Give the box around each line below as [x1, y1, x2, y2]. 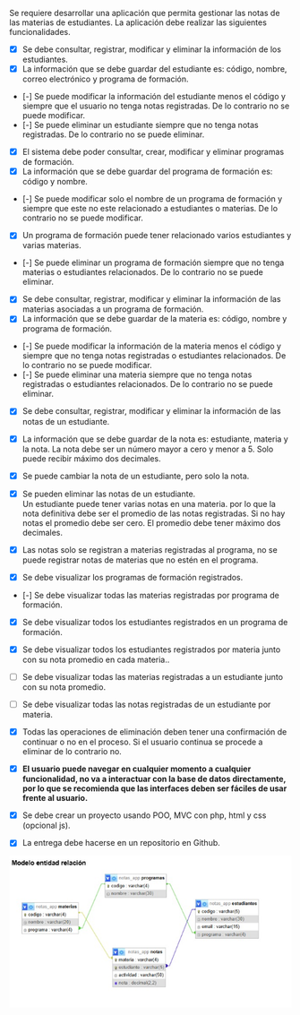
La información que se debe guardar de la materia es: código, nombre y [21, 314, 287, 324]
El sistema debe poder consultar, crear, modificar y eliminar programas [21, 147, 285, 158]
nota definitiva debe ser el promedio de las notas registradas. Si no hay [21, 508, 286, 519]
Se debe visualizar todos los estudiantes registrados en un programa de [21, 616, 288, 627]
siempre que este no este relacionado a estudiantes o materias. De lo [21, 203, 279, 214]
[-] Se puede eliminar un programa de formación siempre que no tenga [21, 257, 285, 268]
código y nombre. [21, 176, 88, 187]
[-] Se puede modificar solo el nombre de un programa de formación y [21, 194, 283, 204]
